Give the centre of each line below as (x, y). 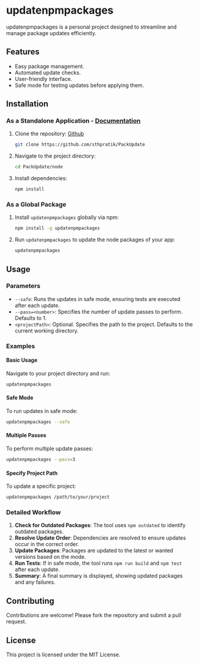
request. (16, 622)
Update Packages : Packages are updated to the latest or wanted (94, 550)
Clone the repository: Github (49, 134)
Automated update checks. (48, 73)
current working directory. (46, 330)
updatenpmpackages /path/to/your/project (58, 497)
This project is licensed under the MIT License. (63, 654)
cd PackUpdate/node (39, 167)
